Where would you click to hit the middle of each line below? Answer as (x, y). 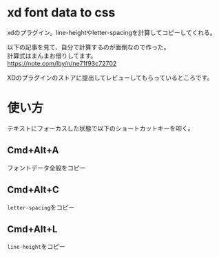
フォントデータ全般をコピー (46, 168)
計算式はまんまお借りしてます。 (52, 56)
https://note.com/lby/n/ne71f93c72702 (62, 63)
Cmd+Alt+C (33, 190)
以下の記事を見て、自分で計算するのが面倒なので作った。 (88, 47)
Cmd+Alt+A (33, 150)
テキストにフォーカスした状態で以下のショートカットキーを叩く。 (101, 128)
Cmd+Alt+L (32, 229)
